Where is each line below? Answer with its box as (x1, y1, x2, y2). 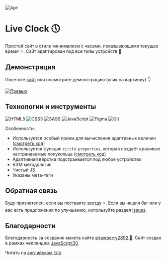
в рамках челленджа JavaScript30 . (5, 240, 80, 246)
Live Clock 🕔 (5, 23, 61, 34)
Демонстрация (5, 63, 56, 72)
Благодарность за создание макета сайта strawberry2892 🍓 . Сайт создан (5, 235, 162, 241)
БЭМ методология (12, 161, 52, 167)
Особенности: (5, 125, 35, 131)
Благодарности (5, 222, 56, 230)
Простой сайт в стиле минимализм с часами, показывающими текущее (5, 43, 159, 49)
